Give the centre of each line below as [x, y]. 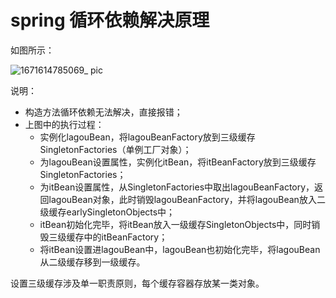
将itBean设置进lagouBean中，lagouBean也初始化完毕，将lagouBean [180, 249]
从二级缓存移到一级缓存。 [92, 262]
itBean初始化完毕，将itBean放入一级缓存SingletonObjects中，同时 [175, 224]
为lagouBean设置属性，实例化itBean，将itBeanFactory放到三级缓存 [178, 162]
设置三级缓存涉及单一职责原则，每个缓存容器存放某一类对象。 [137, 283]
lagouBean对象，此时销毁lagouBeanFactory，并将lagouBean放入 [182, 199]
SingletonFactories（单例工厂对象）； [115, 149]
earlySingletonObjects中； [121, 212]
